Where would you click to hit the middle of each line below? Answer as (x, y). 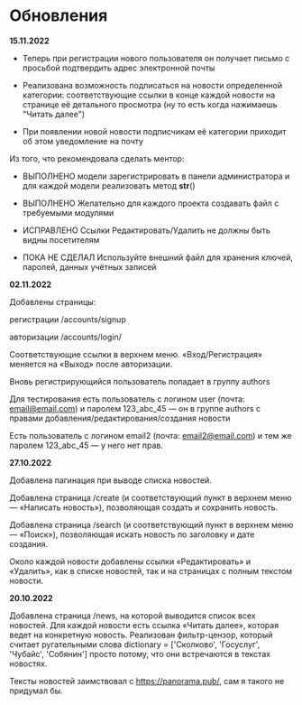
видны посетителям (61, 239)
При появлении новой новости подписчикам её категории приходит (154, 131)
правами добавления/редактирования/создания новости (120, 418)
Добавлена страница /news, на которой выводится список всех (133, 616)
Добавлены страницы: (53, 301)
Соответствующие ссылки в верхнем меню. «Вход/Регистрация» (136, 354)
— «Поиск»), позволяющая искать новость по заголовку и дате (132, 534)
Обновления (59, 16)
